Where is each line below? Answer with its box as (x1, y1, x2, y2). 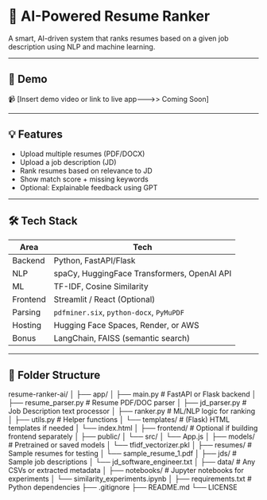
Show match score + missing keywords (19, 174, 149, 184)
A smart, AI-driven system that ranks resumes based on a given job (8, 33, 229, 43)
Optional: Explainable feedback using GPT (19, 182, 158, 192)
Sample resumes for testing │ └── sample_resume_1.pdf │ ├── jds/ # (8, 449, 237, 459)
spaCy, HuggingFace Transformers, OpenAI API (53, 268, 232, 279)
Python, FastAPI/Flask (53, 255, 136, 266)
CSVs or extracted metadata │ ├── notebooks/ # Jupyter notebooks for (8, 466, 244, 475)
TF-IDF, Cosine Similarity (53, 281, 149, 292)
